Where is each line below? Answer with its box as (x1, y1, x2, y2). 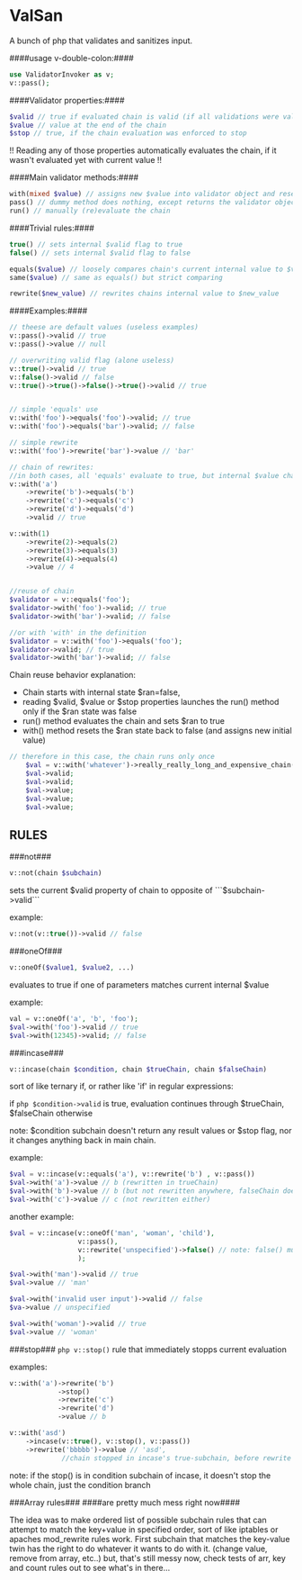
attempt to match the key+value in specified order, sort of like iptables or (9, 1523, 279, 1535)
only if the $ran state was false (22, 706, 138, 717)
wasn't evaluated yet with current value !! (9, 155, 163, 166)
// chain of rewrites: (9, 463, 94, 472)
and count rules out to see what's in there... (9, 1562, 171, 1573)
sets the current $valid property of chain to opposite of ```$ (9, 885, 228, 896)
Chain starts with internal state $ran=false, (22, 687, 181, 698)
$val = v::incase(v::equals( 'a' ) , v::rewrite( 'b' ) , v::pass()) (9, 1169, 255, 1179)
